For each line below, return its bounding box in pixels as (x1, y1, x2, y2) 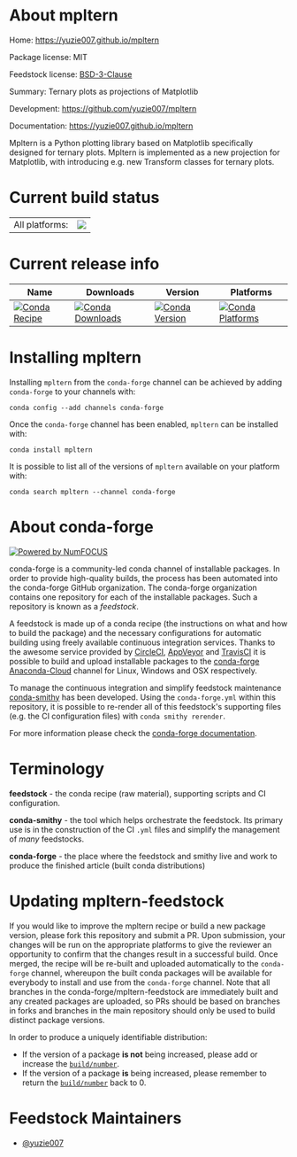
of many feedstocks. (9, 834, 85, 844)
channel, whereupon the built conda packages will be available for (30, 967, 272, 978)
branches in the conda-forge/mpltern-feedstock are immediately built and (9, 986, 278, 997)
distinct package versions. (9, 1014, 105, 1025)
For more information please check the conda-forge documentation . (9, 727, 258, 738)
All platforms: (13, 218, 69, 230)
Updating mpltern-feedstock (9, 891, 225, 911)
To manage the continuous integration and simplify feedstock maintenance (9, 682, 282, 693)
